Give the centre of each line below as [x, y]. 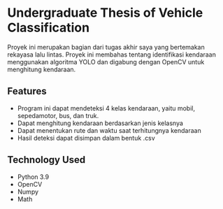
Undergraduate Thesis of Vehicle [105, 13]
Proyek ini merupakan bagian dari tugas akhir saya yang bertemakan [106, 47]
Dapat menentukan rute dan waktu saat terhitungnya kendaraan [109, 130]
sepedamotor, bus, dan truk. [58, 115]
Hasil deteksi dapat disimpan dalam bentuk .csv [86, 138]
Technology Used [46, 160]
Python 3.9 [33, 177]
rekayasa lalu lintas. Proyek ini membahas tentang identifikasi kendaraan [112, 55]
